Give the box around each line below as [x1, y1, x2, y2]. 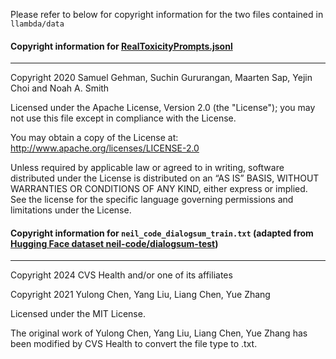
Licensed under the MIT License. [10, 308, 146, 320]
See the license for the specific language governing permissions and [10, 194, 294, 206]
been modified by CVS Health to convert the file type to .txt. [10, 338, 258, 350]
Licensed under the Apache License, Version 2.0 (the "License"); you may [10, 102, 316, 114]
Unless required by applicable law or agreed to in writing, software [10, 162, 285, 174]
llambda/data [10, 19, 65, 29]
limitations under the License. [10, 204, 132, 216]
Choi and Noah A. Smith [10, 82, 110, 94]
